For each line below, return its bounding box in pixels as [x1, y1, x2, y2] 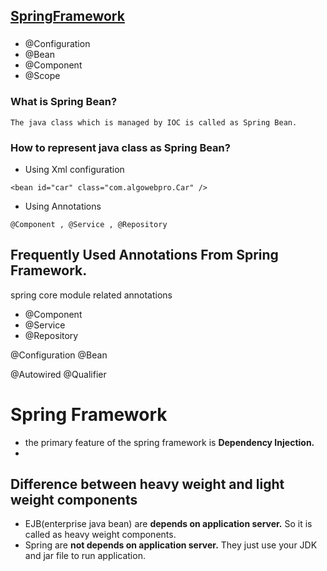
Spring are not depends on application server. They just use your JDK [24, 539, 318, 551]
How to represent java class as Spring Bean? [10, 140, 231, 154]
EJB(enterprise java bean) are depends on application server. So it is [24, 518, 313, 530]
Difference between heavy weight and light [10, 476, 285, 493]
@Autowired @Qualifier [10, 368, 107, 380]
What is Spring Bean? [10, 95, 118, 109]
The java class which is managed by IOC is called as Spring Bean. [10, 117, 298, 128]
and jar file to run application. [24, 550, 146, 562]
